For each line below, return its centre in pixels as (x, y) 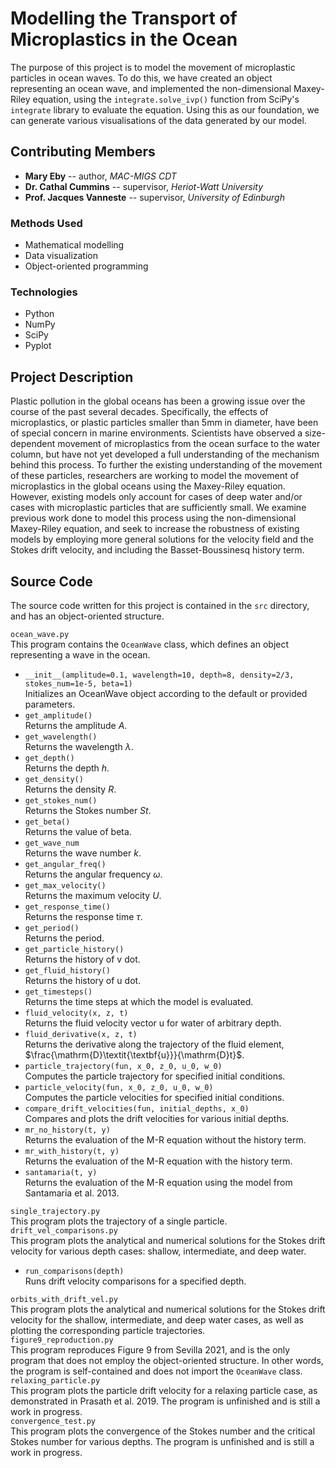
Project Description (72, 377)
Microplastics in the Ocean (124, 39)
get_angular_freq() (65, 864)
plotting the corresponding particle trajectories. (108, 1330)
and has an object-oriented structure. (87, 616)
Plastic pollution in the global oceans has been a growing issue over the (158, 401)
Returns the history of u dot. (83, 980)
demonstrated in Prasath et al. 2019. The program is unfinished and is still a (165, 1401)
